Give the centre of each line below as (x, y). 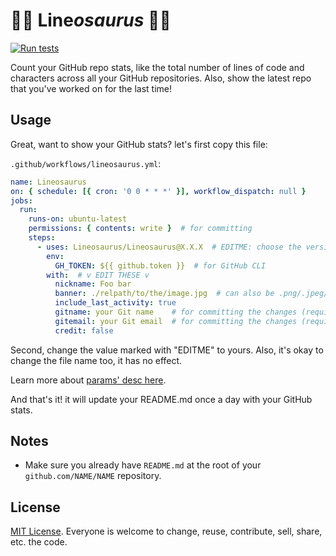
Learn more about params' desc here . (88, 380)
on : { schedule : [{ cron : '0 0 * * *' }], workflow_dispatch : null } (158, 191)
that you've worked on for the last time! (91, 88)
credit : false (84, 330)
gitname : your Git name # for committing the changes (176, 312)
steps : (42, 238)
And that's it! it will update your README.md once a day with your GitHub (161, 399)
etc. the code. (39, 542)
